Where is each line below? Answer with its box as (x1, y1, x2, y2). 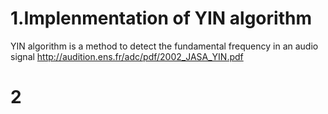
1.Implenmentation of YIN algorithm (10, 7, 312, 30)
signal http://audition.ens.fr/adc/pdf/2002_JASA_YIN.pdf (10, 50, 244, 62)
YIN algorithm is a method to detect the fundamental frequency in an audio (10, 40, 319, 52)
